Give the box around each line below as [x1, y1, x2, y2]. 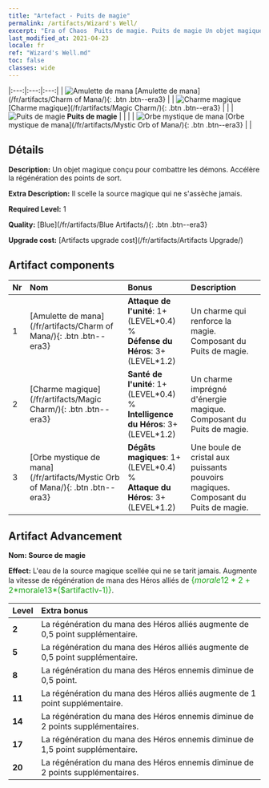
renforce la [191, 316, 232, 327]
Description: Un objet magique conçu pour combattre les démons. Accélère [8, 164, 260, 174]
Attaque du [127, 482, 171, 493]
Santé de [127, 369, 163, 380]
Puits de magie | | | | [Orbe [66, 111, 245, 121]
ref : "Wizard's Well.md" [8, 49, 91, 57]
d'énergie [191, 394, 227, 405]
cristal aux [191, 452, 230, 463]
